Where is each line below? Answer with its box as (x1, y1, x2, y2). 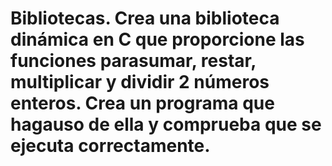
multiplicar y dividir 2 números (10, 71, 270, 94)
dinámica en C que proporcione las (10, 28, 305, 51)
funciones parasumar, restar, (10, 50, 257, 72)
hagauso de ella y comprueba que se (10, 113, 322, 136)
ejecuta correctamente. (10, 135, 211, 157)
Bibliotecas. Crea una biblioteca (10, 7, 280, 30)
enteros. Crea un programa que (10, 92, 275, 115)
